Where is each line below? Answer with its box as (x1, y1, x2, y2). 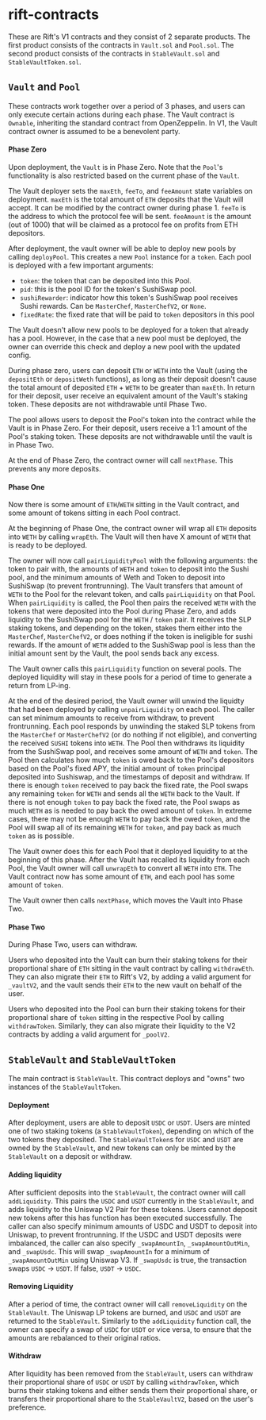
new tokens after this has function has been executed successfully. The (8, 1213, 243, 1222)
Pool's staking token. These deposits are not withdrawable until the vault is (8, 431, 253, 441)
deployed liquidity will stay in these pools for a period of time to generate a (8, 672, 252, 682)
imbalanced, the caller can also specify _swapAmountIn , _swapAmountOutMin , (8, 1238, 251, 1248)
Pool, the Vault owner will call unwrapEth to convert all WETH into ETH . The (8, 864, 241, 873)
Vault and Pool (8, 80, 81, 94)
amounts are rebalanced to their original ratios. (8, 1333, 161, 1342)
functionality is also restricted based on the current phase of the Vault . (8, 171, 240, 180)
